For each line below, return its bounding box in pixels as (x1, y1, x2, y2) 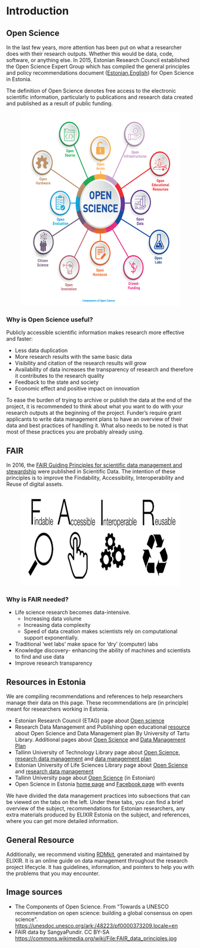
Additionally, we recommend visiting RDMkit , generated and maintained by (6, 851, 190, 858)
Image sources (6, 887, 63, 897)
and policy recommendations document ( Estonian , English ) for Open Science (6, 69, 194, 76)
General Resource (6, 835, 75, 845)
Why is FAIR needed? (6, 595, 69, 604)
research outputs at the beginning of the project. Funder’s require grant (6, 409, 181, 417)
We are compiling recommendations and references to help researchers (6, 693, 183, 700)
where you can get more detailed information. (6, 818, 119, 825)
